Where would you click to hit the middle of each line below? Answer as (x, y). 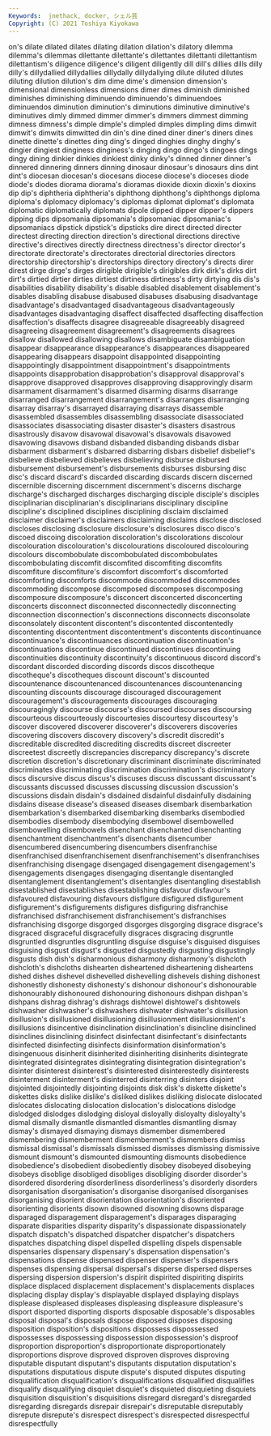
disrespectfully (33, 1423)
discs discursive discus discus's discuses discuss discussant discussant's (133, 778)
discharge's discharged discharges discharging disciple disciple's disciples (134, 494)
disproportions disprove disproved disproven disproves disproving (119, 1354)
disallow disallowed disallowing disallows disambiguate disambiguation (127, 339)
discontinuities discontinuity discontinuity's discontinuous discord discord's (135, 658)
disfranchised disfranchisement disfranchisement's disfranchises (117, 915)
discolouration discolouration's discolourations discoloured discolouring (129, 545)
